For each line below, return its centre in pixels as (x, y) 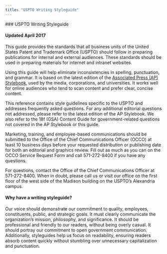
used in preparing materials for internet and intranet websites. (69, 62)
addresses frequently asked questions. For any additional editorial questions (83, 108)
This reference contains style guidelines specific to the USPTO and (74, 103)
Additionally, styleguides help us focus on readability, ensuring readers (78, 235)
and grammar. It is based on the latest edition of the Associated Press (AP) (82, 77)
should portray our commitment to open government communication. (76, 230)
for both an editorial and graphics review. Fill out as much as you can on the (83, 150)
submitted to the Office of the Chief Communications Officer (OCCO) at (79, 139)
